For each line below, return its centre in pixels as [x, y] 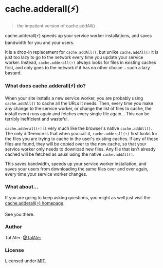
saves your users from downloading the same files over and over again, [77, 169]
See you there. [20, 214]
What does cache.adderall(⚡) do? [45, 85]
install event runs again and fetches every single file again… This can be [77, 114]
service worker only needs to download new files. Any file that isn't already [80, 149]
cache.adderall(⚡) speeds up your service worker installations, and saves [79, 35]
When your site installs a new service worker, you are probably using [74, 98]
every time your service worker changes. [46, 174]
